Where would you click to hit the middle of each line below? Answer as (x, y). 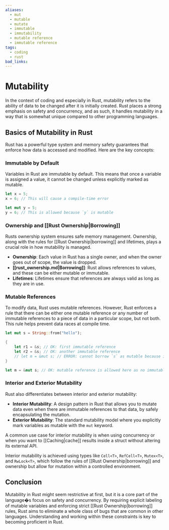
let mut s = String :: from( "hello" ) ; (44, 333)
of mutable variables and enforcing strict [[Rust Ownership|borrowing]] (79, 506)
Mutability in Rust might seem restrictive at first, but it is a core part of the (81, 494)
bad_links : (17, 62)
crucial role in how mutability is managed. (48, 247)
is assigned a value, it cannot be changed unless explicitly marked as (77, 179)
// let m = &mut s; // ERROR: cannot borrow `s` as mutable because (88, 356)
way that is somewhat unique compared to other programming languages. (82, 117)
